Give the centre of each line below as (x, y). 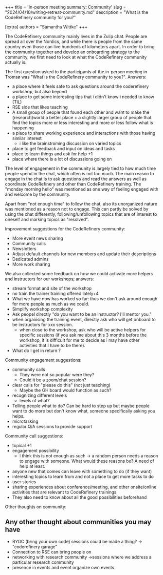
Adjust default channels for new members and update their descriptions (84, 254)
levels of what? (35, 400)
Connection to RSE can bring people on (52, 552)
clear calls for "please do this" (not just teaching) (61, 385)
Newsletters (24, 249)
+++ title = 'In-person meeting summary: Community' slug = (66, 7)
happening (23, 128)
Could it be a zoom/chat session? (53, 380)
